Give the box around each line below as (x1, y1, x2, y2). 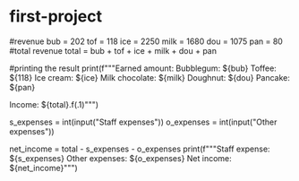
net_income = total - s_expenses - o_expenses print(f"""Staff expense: (9, 143, 270, 154)
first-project (9, 6, 103, 27)
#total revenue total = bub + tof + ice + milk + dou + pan (9, 45, 218, 56)
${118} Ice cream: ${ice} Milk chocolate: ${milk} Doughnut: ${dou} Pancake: (9, 72, 291, 82)
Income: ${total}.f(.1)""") (9, 99, 99, 109)
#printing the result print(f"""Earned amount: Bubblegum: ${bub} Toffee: (9, 63, 278, 73)
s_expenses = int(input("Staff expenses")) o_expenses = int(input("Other (9, 116, 278, 127)
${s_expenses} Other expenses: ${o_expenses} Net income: (9, 152, 233, 163)
